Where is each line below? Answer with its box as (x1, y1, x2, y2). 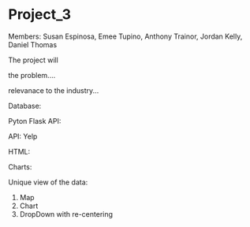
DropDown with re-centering (19, 209, 113, 218)
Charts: (8, 162, 32, 171)
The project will (8, 55, 59, 65)
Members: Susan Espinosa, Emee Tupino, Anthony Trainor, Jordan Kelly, (8, 32, 243, 41)
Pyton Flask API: (8, 116, 62, 125)
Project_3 (8, 6, 72, 24)
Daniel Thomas (8, 39, 58, 49)
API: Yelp (8, 132, 38, 141)
